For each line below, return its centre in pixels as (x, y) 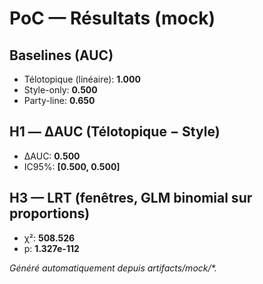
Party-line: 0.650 (59, 100)
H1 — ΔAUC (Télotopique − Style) (115, 132)
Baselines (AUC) (61, 55)
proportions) (50, 213)
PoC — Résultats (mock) (112, 18)
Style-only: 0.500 (60, 90)
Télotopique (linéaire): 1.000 (82, 79)
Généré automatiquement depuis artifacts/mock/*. (113, 268)
